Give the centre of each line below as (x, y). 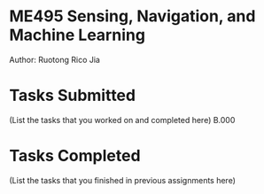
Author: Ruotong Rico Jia (54, 59)
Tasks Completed (75, 156)
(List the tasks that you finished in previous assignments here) (123, 180)
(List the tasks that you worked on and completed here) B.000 (122, 120)
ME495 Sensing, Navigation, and (132, 16)
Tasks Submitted (72, 96)
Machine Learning (78, 35)
